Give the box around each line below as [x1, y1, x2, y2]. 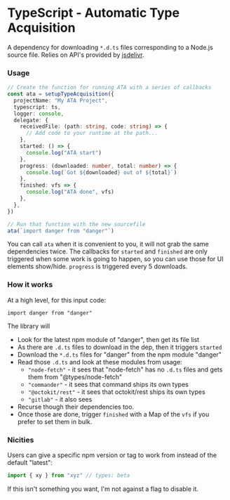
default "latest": [7, 459, 53, 467]
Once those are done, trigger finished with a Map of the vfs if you [17, 409, 210, 419]
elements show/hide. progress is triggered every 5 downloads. [7, 262, 188, 271]
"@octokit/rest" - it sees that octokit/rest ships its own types [27, 388, 205, 396]
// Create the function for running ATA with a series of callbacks [7, 84, 212, 91]
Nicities [7, 435, 34, 445]
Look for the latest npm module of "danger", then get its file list [17, 335, 200, 343]
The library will [7, 322, 50, 330]
